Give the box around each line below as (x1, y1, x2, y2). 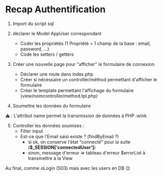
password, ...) (20, 46, 49, 52)
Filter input (20, 128, 43, 134)
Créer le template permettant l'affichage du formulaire (20, 87, 134, 93)
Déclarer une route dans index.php (20, 71, 93, 77)
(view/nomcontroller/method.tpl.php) (20, 93, 98, 99)
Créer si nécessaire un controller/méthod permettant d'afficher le (20, 76, 157, 82)
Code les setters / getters (20, 51, 74, 57)
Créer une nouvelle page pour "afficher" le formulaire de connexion (12, 61, 154, 67)
